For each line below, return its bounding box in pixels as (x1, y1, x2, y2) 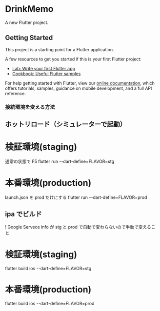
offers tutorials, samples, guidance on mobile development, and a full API (5, 85, 152, 91)
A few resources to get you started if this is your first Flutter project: (5, 56, 141, 62)
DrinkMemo (5, 3, 54, 15)
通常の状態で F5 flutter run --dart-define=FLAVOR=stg (5, 158, 115, 164)
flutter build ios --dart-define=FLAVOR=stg (5, 265, 92, 271)
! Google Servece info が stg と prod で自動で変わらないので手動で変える (5, 224, 151, 230)
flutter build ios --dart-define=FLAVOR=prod (5, 300, 95, 306)
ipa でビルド (5, 210, 42, 218)
